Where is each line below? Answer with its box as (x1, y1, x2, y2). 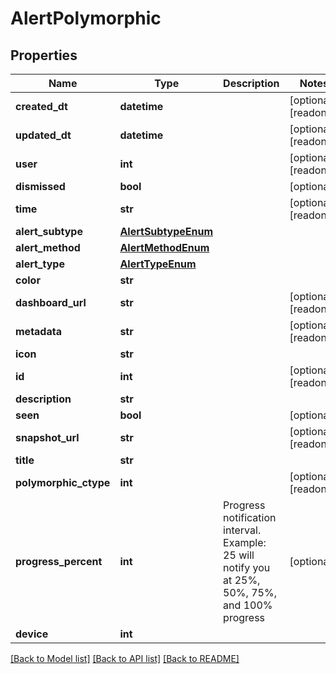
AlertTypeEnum (119, 257, 197, 271)
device (15, 627, 49, 641)
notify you (223, 561, 271, 574)
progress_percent (15, 555, 103, 568)
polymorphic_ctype (15, 476, 111, 489)
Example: (223, 536, 267, 549)
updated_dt (15, 128, 72, 142)
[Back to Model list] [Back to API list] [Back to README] (10, 653, 240, 664)
